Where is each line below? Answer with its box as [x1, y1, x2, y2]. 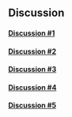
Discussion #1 [8, 28, 55, 38]
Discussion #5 [8, 100, 57, 110]
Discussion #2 [8, 47, 57, 56]
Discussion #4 [8, 82, 57, 92]
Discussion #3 [8, 65, 57, 74]
